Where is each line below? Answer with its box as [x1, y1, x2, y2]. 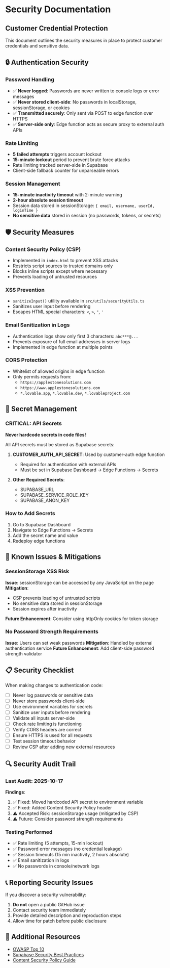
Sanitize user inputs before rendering [12, 709, 91, 715]
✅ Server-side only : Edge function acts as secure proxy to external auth [12, 121, 164, 127]
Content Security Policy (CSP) [5, 246, 81, 253]
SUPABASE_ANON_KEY [20, 497, 70, 503]
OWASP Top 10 [12, 946, 45, 952]
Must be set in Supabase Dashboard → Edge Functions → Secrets [20, 467, 158, 473]
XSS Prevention [5, 286, 45, 293]
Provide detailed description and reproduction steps [12, 912, 122, 919]
